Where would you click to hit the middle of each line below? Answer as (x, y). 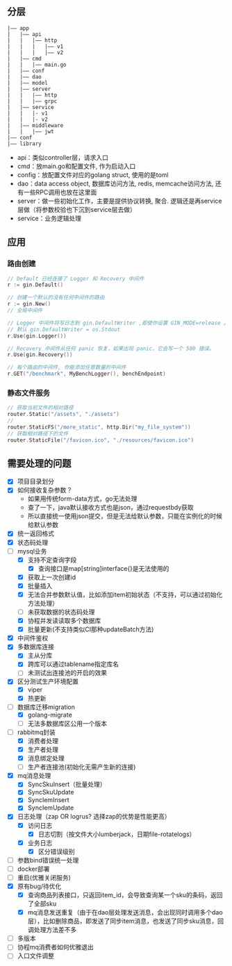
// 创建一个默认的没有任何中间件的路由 (56, 298)
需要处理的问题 (39, 463)
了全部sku (42, 903)
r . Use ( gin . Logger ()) (37, 336)
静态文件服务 (29, 392)
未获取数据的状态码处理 (61, 612)
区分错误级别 (56, 851)
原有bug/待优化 (39, 886)
